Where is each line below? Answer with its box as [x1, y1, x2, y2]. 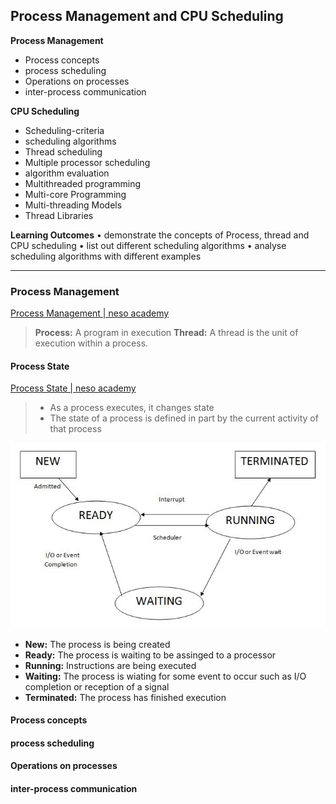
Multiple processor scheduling [24, 156, 151, 168]
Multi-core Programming [24, 188, 127, 200]
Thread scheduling [24, 145, 103, 158]
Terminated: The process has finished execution [24, 691, 227, 703]
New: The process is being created [24, 638, 171, 650]
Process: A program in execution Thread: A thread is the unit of [34, 327, 299, 339]
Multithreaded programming [24, 177, 142, 189]
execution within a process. [34, 337, 149, 349]
